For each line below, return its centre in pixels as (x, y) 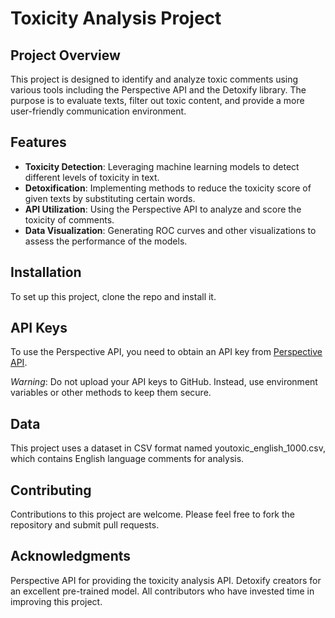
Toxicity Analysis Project (116, 18)
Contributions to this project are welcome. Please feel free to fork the (153, 514)
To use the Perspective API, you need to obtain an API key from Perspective (166, 352)
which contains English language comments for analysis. (127, 459)
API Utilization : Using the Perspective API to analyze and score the (163, 209)
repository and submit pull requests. (85, 525)
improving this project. (56, 601)
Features (38, 142)
